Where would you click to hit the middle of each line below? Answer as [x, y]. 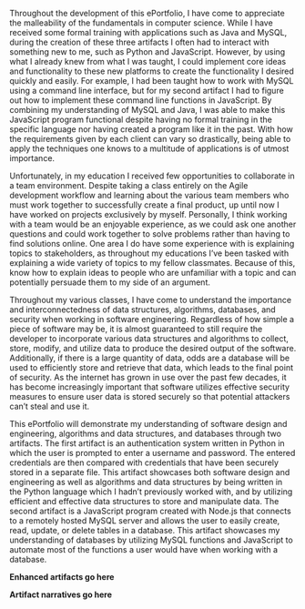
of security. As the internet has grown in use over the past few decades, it [148, 377]
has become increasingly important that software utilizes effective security [149, 387]
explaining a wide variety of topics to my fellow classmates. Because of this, [152, 263]
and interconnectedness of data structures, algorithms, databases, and [142, 310]
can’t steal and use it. [50, 406]
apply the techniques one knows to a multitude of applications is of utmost [149, 148]
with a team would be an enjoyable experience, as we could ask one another [153, 224]
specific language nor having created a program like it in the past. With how [151, 129]
